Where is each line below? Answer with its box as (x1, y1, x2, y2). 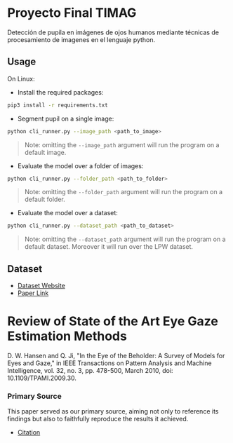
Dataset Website (17, 282, 65, 290)
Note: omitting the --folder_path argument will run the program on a (24, 188, 223, 196)
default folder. (24, 195, 65, 204)
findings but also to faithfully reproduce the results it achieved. (7, 415, 189, 423)
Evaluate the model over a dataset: (17, 209, 118, 217)
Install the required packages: (17, 88, 104, 96)
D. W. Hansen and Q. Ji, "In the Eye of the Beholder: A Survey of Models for (7, 352, 225, 360)
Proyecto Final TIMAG (7, 5, 137, 21)
